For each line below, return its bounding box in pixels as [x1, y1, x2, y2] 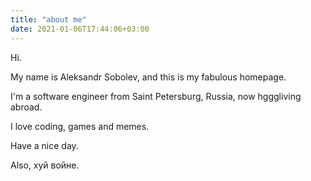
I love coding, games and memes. [10, 120, 150, 132]
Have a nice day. [10, 139, 79, 151]
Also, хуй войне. [10, 159, 80, 171]
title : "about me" [10, 14, 87, 25]
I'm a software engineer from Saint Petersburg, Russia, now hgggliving [10, 90, 302, 102]
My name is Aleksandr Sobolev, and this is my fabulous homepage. [10, 71, 287, 83]
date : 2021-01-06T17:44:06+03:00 [10, 24, 150, 34]
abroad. [10, 101, 43, 113]
